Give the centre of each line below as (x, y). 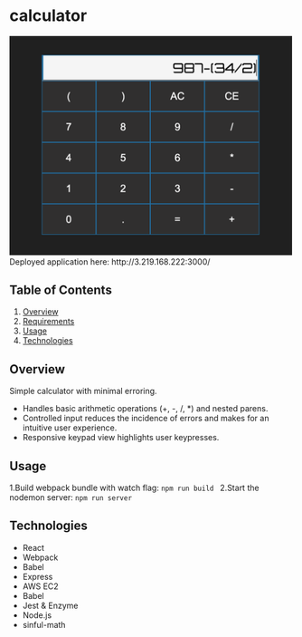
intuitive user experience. (70, 428)
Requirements (48, 322)
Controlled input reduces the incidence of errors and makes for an (146, 419)
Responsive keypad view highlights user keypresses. (121, 438)
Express (38, 576)
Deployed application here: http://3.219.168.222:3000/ (110, 261)
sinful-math (44, 624)
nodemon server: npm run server (71, 497)
